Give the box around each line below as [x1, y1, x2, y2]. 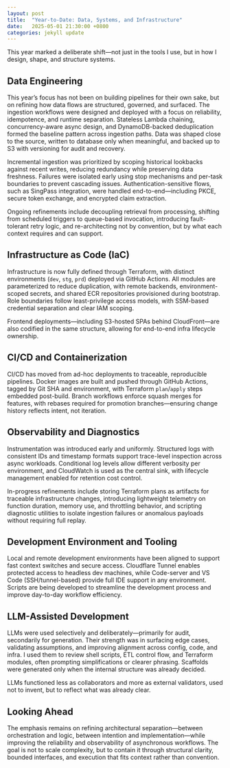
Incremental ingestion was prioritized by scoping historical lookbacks [7, 158, 203, 166]
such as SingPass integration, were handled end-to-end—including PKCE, [7, 187, 216, 196]
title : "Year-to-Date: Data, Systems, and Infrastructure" [7, 16, 183, 23]
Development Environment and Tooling [7, 536, 177, 548]
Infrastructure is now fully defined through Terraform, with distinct [7, 267, 194, 275]
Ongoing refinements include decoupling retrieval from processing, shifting [7, 207, 220, 216]
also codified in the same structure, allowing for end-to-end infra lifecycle [7, 324, 216, 333]
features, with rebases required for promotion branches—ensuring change [7, 399, 218, 407]
